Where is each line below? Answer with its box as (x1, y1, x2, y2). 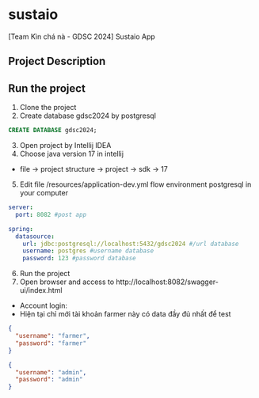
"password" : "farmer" (15, 339, 87, 347)
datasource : (15, 232, 55, 241)
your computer (19, 188, 69, 198)
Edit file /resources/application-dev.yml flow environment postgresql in (19, 180, 252, 189)
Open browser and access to (19, 277, 115, 286)
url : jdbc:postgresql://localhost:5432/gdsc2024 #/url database (22, 240, 239, 248)
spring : (8, 225, 34, 233)
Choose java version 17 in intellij (19, 149, 124, 159)
